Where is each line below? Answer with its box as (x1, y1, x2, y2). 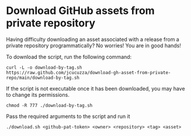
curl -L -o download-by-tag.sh (6, 64, 82, 71)
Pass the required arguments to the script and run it (6, 113, 130, 120)
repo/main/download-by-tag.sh (6, 75, 80, 81)
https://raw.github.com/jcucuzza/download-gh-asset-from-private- (6, 69, 171, 75)
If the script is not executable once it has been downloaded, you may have (6, 85, 185, 92)
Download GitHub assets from (6, 4, 155, 18)
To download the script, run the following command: (6, 53, 132, 60)
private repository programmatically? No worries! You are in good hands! (6, 42, 181, 49)
